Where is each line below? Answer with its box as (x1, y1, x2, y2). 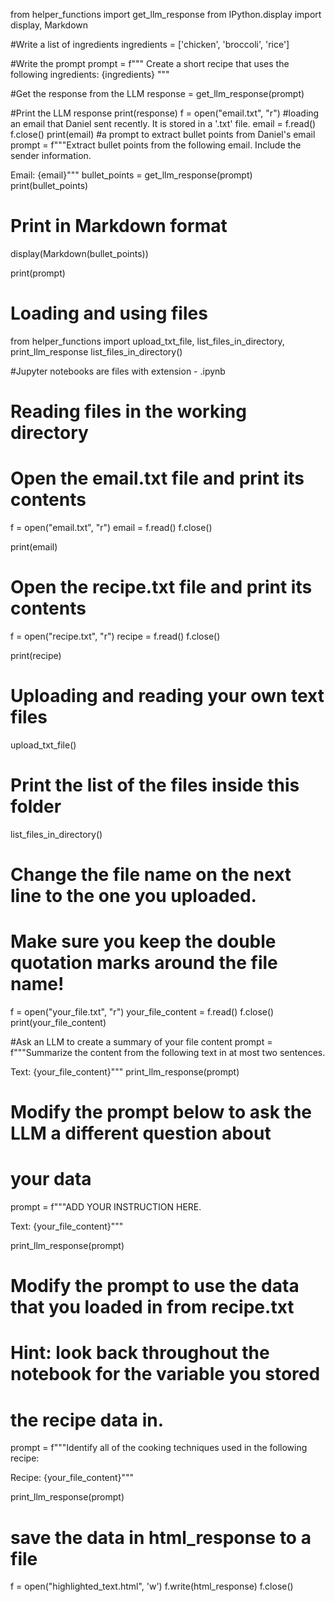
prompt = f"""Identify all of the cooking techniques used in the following (10, 1442, 308, 1454)
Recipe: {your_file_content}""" (10, 1472, 135, 1484)
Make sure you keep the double (10, 930, 277, 953)
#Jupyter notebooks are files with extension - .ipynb (10, 365, 226, 377)
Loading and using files (10, 302, 208, 325)
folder (10, 795, 62, 818)
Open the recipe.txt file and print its (10, 576, 313, 599)
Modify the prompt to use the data (10, 1275, 300, 1298)
